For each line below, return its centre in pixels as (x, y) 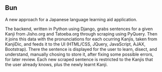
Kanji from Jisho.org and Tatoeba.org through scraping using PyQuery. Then (81, 34)
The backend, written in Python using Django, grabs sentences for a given (79, 29)
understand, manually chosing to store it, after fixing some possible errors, (79, 54)
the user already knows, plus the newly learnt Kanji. (56, 64)
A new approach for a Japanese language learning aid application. (71, 19)
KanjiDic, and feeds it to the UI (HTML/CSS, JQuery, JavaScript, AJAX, (75, 44)
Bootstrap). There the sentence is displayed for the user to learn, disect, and (81, 49)
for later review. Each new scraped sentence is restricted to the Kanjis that (79, 59)
